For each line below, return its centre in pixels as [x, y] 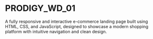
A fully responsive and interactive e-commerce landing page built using [76, 21]
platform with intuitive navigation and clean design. [56, 31]
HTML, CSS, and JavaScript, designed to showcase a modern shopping [77, 26]
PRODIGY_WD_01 [40, 8]
